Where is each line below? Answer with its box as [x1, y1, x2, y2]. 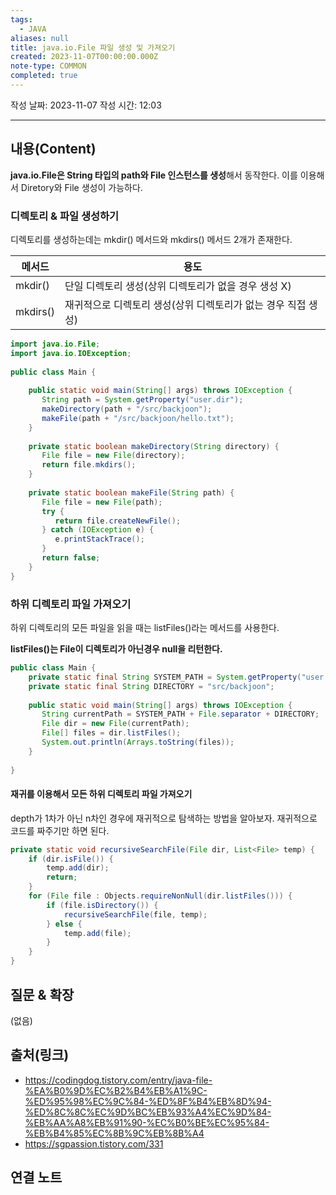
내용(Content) [10, 141, 97, 158]
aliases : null [10, 33, 70, 43]
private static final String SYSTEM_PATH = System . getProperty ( [28, 672, 302, 682]
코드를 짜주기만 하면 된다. [10, 824, 110, 836]
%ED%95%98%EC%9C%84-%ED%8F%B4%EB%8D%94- [24, 1095, 272, 1107]
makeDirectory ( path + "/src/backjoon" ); [41, 404, 213, 415]
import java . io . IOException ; [10, 348, 132, 358]
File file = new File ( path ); [41, 497, 163, 507]
